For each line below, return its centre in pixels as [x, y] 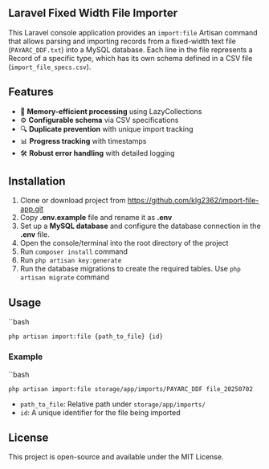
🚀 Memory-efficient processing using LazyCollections [111, 111]
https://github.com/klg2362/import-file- [193, 201]
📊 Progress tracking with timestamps [83, 141]
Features [31, 92]
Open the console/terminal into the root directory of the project [124, 243]
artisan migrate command [65, 277]
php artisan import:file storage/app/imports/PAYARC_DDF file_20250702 [130, 389]
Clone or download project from [73, 201]
